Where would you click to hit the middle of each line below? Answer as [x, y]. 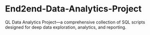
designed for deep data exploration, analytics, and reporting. [66, 27]
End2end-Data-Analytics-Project [73, 9]
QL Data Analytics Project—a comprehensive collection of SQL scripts [75, 22]
